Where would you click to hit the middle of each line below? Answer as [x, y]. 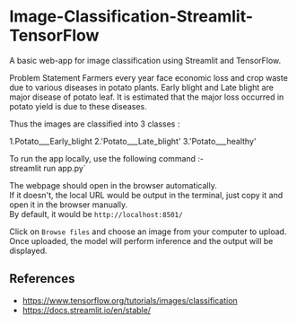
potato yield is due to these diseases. [79, 106]
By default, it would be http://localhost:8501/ [96, 214]
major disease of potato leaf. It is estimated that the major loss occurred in [147, 97]
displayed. [28, 250]
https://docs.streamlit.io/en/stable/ [86, 310]
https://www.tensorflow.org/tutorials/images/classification [130, 300]
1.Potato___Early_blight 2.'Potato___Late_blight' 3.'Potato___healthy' [133, 141]
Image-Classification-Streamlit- [131, 17]
